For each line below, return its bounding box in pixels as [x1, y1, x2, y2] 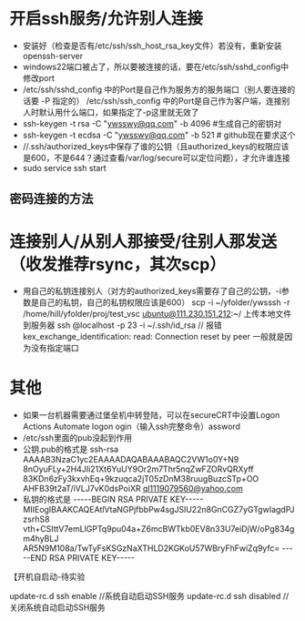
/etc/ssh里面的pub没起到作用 [22, 433, 132, 443]
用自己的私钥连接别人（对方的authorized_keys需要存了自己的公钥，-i [22, 286, 282, 297]
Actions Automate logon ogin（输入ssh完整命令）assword [22, 421, 241, 433]
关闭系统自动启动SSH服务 [9, 602, 107, 613]
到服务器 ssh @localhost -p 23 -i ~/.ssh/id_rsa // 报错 [22, 320, 223, 331]
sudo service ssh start [22, 162, 107, 173]
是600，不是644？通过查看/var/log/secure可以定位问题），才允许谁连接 [22, 152, 290, 163]
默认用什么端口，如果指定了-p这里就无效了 [38, 107, 199, 117]
